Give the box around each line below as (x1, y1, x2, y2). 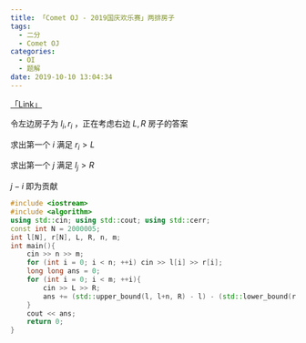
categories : (10, 47, 56, 56)
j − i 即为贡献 (10, 181, 58, 192)
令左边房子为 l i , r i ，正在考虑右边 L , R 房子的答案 (10, 117, 189, 131)
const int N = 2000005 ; (10, 224, 101, 233)
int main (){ (10, 241, 56, 250)
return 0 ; (26, 318, 65, 327)
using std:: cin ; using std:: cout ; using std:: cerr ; (10, 216, 210, 225)
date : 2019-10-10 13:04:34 (10, 73, 113, 82)
